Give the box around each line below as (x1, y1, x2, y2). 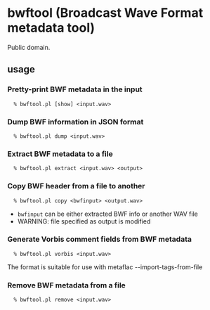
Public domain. (7, 43, 51, 51)
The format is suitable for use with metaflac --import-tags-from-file (7, 262, 203, 271)
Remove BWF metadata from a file (7, 280, 126, 290)
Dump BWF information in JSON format (7, 117, 144, 127)
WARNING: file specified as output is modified (17, 217, 151, 226)
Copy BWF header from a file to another (7, 181, 145, 191)
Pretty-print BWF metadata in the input (7, 84, 143, 94)
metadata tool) (7, 20, 96, 36)
